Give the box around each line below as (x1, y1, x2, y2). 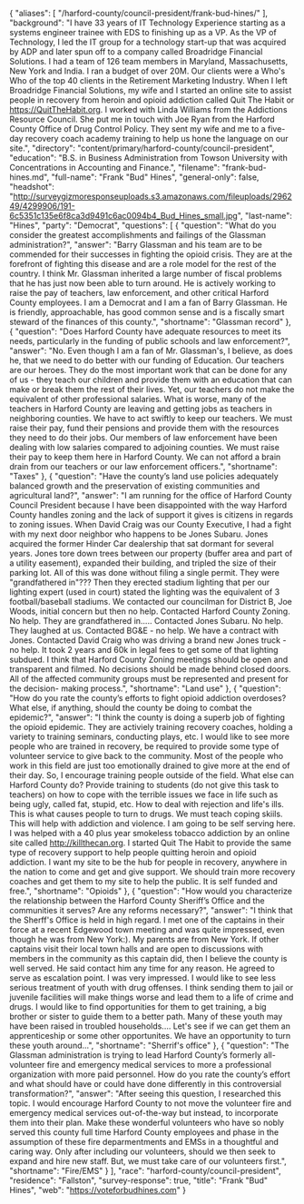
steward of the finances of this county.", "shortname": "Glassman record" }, (9, 317, 292, 327)
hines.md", (9, 172, 50, 183)
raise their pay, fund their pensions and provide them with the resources (9, 422, 279, 433)
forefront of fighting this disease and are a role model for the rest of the (9, 259, 277, 269)
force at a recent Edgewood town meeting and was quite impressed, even (9, 924, 286, 934)
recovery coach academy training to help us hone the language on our (25, 133, 289, 143)
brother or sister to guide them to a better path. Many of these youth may (9, 1012, 283, 1021)
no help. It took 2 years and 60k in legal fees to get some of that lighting (9, 645, 279, 655)
